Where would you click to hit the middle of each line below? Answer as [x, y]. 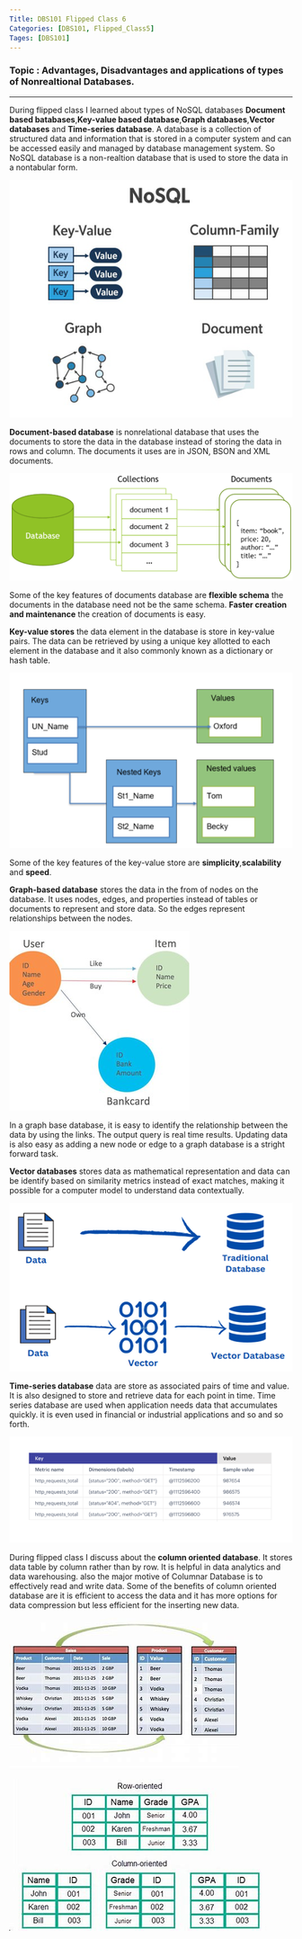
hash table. [30, 660]
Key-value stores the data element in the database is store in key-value [142, 631]
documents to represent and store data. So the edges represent [127, 908]
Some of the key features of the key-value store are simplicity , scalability [145, 862]
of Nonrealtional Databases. [72, 82]
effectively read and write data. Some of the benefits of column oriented [143, 1586]
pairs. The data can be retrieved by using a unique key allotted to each [140, 641]
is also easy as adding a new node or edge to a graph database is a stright [147, 1144]
